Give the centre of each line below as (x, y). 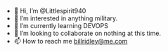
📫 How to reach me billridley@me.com (71, 41)
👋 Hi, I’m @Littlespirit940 (50, 11)
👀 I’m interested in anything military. (66, 18)
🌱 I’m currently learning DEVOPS (61, 26)
